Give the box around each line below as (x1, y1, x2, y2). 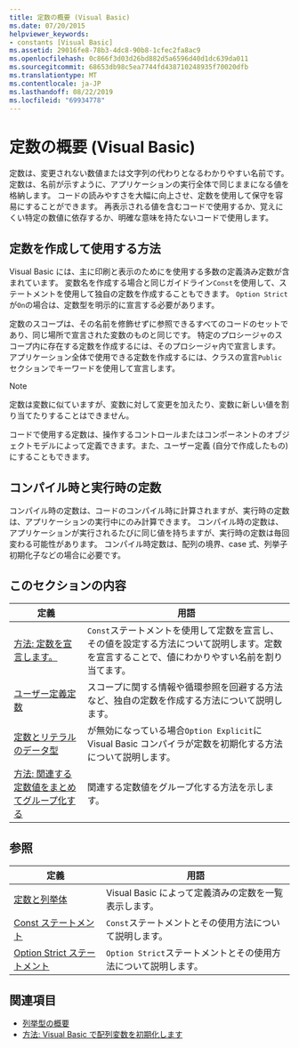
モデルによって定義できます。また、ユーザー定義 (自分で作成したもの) (32, 440, 289, 451)
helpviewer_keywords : (9, 29, 90, 38)
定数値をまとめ (13, 780, 77, 793)
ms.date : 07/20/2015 (9, 21, 86, 30)
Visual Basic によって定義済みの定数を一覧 (106, 886, 283, 899)
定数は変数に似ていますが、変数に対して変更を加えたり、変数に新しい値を (9, 399, 282, 410)
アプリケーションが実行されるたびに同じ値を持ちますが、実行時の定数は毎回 (9, 527, 290, 538)
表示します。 (106, 899, 159, 912)
